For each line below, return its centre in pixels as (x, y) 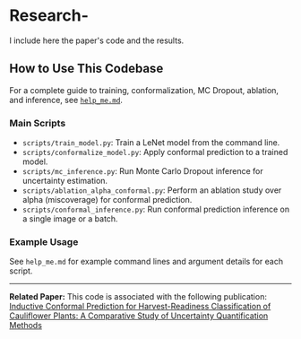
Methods (26, 326)
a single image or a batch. (70, 219)
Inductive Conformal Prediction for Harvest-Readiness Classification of (140, 307)
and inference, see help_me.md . (66, 100)
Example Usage (44, 241)
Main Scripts (38, 123)
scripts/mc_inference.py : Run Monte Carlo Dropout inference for (142, 171)
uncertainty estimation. (65, 181)
